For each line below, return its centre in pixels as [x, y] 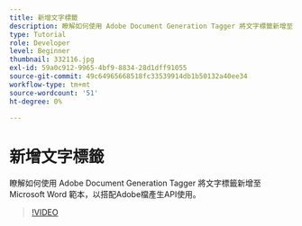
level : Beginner [40, 51]
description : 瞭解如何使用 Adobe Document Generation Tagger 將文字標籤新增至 [151, 26]
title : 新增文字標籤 [44, 18]
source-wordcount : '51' [54, 93]
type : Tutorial [38, 34]
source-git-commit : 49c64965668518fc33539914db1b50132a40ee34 [128, 77]
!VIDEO [45, 212]
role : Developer [40, 43]
